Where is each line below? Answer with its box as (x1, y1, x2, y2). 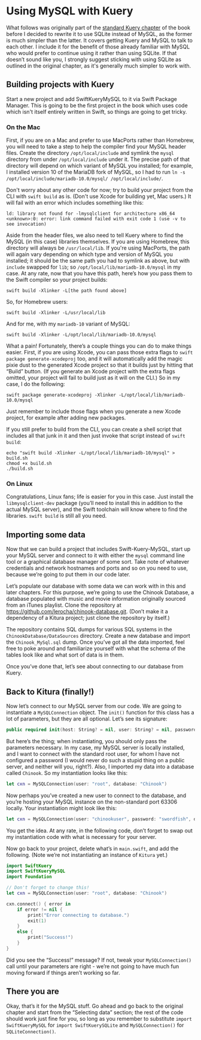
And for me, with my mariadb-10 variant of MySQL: (6, 320, 130, 327)
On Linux (6, 479, 33, 488)
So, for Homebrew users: (6, 298, 68, 306)
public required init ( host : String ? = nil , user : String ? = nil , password (6, 726, 197, 732)
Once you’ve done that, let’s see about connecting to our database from (6, 663, 184, 670)
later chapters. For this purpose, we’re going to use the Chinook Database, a (6, 589, 194, 596)
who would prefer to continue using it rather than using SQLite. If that (6, 49, 177, 56)
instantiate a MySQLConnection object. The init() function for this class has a (6, 708, 194, 716)
